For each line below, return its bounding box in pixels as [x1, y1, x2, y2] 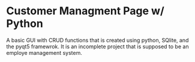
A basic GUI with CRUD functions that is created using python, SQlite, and [6, 36, 189, 44]
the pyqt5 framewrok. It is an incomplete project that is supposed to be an [6, 43, 189, 50]
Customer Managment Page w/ [6, 4, 165, 18]
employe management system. [6, 49, 82, 56]
